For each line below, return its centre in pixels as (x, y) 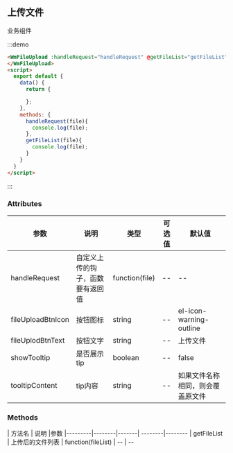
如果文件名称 (199, 375)
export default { (38, 76)
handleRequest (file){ (57, 121)
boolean (126, 357)
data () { (32, 83)
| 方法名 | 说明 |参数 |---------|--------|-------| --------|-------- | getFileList (115, 434)
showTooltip (31, 357)
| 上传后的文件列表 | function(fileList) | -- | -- (70, 442)
